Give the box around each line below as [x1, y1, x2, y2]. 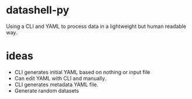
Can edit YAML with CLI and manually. [14, 75, 107, 82]
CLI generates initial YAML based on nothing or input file [14, 68, 151, 76]
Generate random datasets [14, 87, 79, 94]
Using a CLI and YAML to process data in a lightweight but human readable [6, 23, 187, 30]
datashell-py [6, 3, 69, 17]
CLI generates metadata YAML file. [14, 81, 99, 88]
